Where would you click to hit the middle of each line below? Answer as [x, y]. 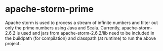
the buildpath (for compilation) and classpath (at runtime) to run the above [81, 38]
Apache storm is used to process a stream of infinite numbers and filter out [81, 23]
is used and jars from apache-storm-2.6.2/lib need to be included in [85, 33]
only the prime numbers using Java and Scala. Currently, [63, 27]
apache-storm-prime [49, 9]
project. [13, 43]
